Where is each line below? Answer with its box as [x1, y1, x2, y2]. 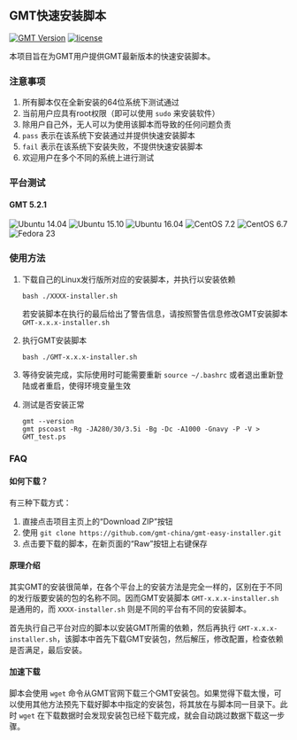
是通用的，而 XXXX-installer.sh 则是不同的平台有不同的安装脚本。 [9, 604, 252, 614]
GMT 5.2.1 [9, 199, 47, 210]
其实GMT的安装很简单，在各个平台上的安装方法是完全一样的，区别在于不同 [9, 581, 283, 592]
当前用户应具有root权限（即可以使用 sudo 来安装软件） [21, 108, 220, 119]
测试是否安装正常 [21, 399, 85, 409]
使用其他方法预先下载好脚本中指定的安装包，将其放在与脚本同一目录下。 [16, 699, 280, 710]
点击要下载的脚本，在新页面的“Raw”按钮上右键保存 [21, 538, 208, 549]
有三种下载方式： [9, 497, 72, 508]
